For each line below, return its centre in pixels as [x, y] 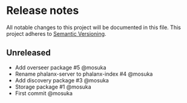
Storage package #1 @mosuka [53, 87]
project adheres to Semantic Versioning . [56, 33]
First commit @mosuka [44, 93]
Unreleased [29, 53]
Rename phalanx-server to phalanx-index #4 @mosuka [84, 74]
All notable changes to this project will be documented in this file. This [94, 27]
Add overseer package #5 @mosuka [61, 67]
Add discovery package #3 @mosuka [62, 80]
